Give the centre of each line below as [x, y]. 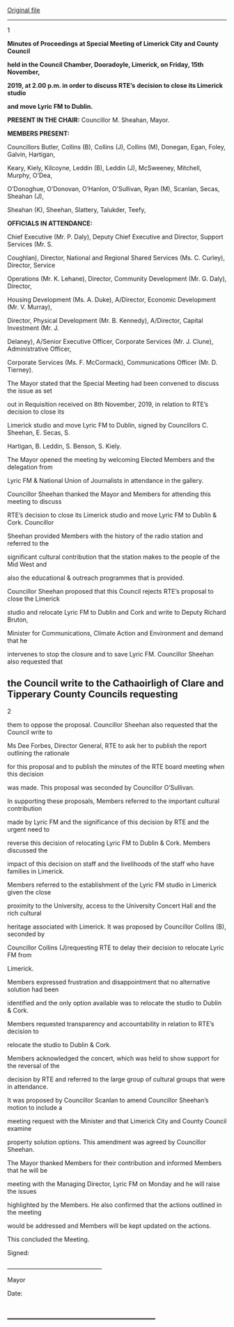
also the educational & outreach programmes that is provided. [96, 578]
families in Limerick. [36, 871]
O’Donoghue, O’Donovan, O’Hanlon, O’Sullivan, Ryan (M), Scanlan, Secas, [114, 189]
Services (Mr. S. [30, 244]
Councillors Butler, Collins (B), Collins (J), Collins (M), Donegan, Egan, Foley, [117, 147]
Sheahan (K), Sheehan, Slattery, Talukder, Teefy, [77, 210]
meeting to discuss [34, 501]
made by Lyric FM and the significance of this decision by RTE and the [108, 822]
